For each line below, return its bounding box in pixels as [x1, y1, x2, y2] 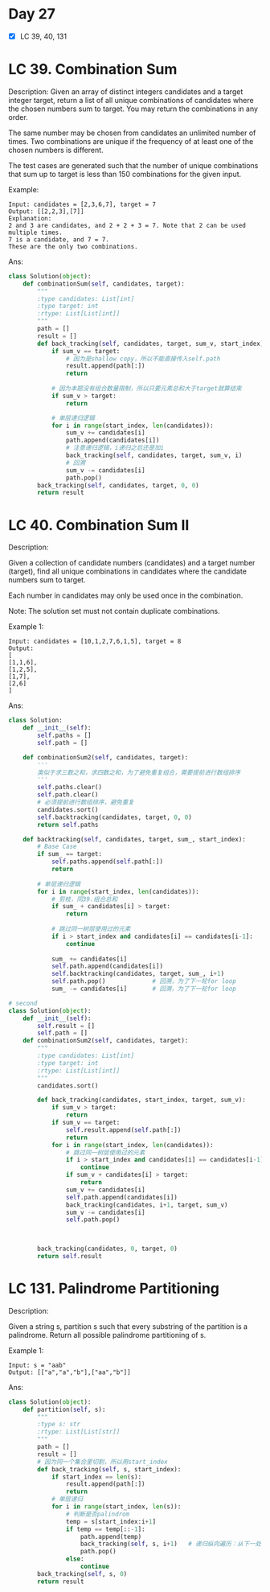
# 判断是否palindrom [65, 1510, 130, 1518]
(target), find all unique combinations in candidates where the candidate [8, 566, 247, 576]
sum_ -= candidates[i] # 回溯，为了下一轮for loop [51, 985, 237, 993]
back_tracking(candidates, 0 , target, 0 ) [37, 1244, 178, 1253]
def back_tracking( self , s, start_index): [37, 1465, 182, 1473]
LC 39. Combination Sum [8, 60, 178, 79]
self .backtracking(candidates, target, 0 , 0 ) [37, 813, 193, 821]
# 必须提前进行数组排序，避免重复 [37, 798, 134, 806]
